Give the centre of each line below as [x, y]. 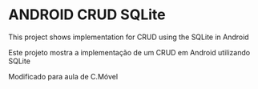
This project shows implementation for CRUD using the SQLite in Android [129, 37]
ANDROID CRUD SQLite [87, 15]
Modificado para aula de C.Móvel [63, 76]
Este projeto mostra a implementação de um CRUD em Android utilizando [129, 52]
